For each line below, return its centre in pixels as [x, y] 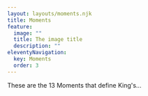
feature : [20, 26]
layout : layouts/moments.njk [50, 14]
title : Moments [29, 20]
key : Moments [32, 59]
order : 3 [26, 65]
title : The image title [48, 40]
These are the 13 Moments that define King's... [74, 85]
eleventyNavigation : [37, 53]
